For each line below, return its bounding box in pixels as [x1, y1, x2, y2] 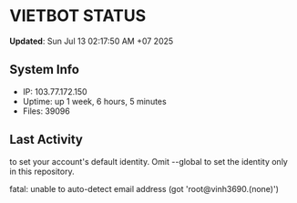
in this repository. [9, 166, 75, 177]
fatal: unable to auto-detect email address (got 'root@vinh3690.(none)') [9, 183, 280, 194]
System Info [9, 62, 80, 77]
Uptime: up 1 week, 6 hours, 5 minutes [22, 96, 167, 107]
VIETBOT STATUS [9, 5, 147, 26]
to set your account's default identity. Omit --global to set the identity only [9, 156, 289, 167]
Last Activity [9, 132, 84, 147]
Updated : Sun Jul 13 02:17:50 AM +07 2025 [9, 36, 174, 46]
